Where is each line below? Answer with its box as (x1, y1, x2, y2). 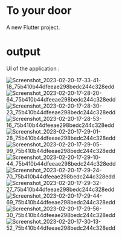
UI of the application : (6, 65, 60, 72)
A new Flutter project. (6, 24, 60, 31)
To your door (6, 4, 72, 18)
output (6, 45, 41, 59)
